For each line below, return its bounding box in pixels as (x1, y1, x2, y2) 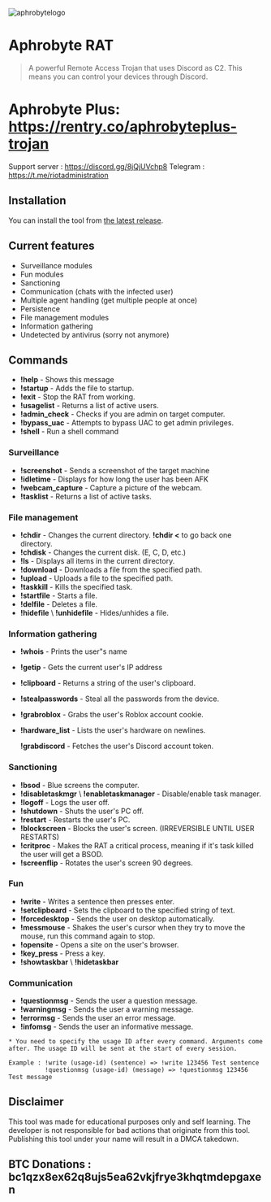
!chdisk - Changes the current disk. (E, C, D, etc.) (19, 547, 187, 557)
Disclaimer (8, 1095, 64, 1109)
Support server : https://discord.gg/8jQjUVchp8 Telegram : (8, 161, 205, 171)
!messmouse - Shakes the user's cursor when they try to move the (19, 922, 246, 932)
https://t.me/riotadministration (8, 170, 109, 180)
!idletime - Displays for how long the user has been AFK (19, 474, 209, 484)
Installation (8, 194, 67, 207)
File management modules (19, 312, 110, 322)
